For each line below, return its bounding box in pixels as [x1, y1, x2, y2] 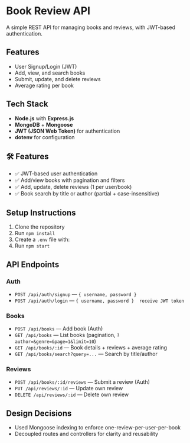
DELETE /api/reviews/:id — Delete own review [14, 391, 129, 398]
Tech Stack [6, 99, 48, 109]
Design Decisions [6, 408, 72, 418]
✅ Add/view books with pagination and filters [14, 176, 125, 184]
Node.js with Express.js [14, 114, 74, 122]
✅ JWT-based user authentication [14, 170, 98, 177]
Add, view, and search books [14, 69, 86, 76]
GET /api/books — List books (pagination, [14, 332, 116, 339]
